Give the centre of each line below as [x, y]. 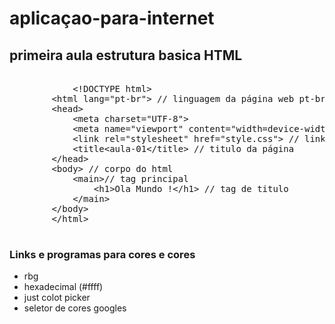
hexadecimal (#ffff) [63, 287]
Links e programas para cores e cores [102, 254]
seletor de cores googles [75, 308]
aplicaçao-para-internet [112, 18]
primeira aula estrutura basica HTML [126, 55]
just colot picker [57, 298]
